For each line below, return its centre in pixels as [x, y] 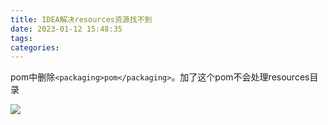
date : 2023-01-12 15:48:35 [66, 29]
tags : [21, 38]
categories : [35, 47]
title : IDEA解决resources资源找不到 [81, 19]
